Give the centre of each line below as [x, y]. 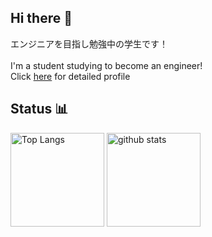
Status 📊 [39, 109]
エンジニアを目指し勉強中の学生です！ [89, 43]
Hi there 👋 [41, 18]
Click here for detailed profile [70, 76]
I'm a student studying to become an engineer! [106, 65]
